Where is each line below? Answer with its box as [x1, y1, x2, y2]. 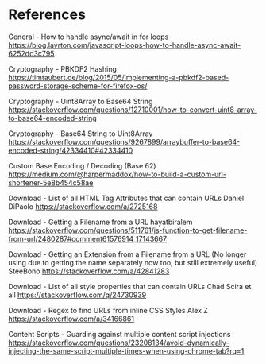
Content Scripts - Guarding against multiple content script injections [8, 329, 231, 339]
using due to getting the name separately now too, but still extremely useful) [8, 258, 258, 267]
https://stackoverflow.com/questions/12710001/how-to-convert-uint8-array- [8, 105, 258, 114]
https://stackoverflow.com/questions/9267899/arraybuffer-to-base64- [8, 137, 241, 146]
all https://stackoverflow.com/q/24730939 [8, 290, 147, 300]
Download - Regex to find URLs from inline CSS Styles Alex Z [8, 305, 209, 315]
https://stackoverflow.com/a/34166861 [8, 314, 135, 323]
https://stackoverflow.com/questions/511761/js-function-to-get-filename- [8, 225, 248, 235]
